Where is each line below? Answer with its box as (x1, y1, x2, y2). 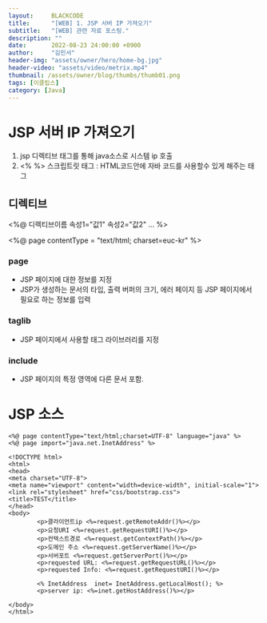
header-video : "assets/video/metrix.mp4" (8, 64, 149, 72)
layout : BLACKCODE (8, 11, 84, 20)
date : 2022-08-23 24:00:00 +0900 (8, 42, 141, 50)
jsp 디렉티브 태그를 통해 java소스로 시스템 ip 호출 (19, 151, 173, 161)
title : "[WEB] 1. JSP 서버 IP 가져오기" (8, 19, 153, 27)
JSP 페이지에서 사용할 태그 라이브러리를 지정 (19, 334, 160, 344)
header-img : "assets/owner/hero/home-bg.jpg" (8, 57, 162, 65)
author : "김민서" (8, 49, 76, 57)
